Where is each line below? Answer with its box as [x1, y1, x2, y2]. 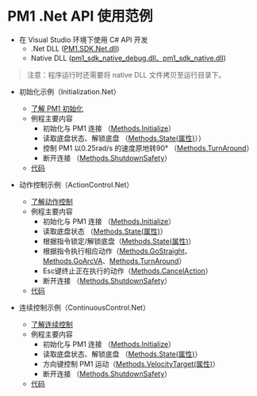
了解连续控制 [30, 319, 73, 329]
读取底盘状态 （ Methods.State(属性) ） [42, 227, 167, 236]
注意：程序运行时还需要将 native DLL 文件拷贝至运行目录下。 [26, 70, 226, 79]
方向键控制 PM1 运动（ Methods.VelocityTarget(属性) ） [42, 359, 220, 368]
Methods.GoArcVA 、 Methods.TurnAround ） [42, 256, 186, 265]
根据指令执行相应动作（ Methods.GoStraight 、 [42, 246, 192, 256]
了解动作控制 [30, 196, 73, 206]
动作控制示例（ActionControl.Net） [18, 180, 134, 189]
